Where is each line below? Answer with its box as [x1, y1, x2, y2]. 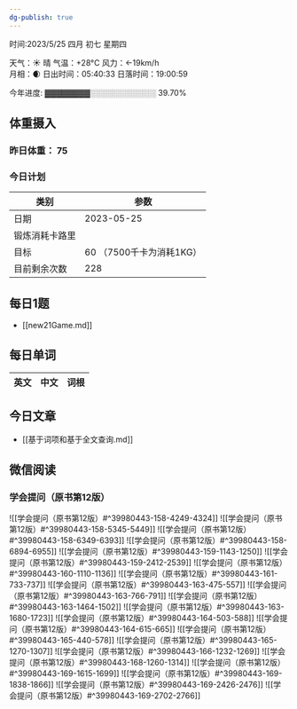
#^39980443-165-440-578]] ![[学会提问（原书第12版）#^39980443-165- [9, 635, 277, 646]
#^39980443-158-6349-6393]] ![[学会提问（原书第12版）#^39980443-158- [9, 535, 288, 546]
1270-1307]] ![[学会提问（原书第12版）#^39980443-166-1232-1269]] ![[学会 [9, 646, 286, 657]
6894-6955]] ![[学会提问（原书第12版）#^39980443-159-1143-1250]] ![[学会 [9, 547, 288, 557]
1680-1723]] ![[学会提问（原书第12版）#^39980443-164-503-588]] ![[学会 [9, 613, 280, 624]
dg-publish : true [9, 12, 74, 22]
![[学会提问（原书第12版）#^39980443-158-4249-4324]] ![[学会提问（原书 [9, 513, 283, 524]
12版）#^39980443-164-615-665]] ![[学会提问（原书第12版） [47, 624, 271, 634]
